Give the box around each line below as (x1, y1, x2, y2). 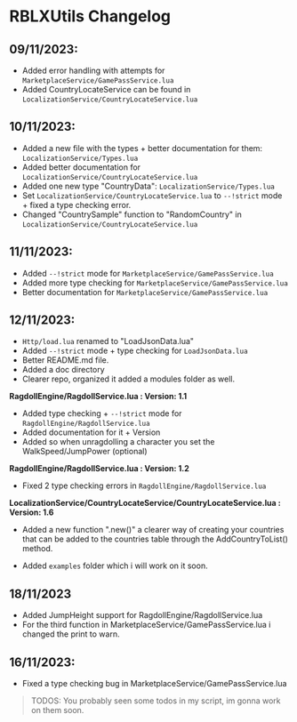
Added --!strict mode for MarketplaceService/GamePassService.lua (21, 268, 274, 278)
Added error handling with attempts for (21, 65, 165, 76)
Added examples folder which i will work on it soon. (21, 560, 208, 571)
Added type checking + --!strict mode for (21, 408, 182, 419)
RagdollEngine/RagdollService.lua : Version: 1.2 (9, 463, 189, 474)
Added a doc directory (21, 365, 105, 375)
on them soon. (30, 705, 84, 716)
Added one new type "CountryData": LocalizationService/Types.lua (21, 180, 276, 191)
